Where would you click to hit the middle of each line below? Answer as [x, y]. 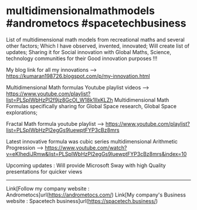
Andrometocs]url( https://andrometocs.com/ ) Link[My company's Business [96, 195]
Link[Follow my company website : [48, 188]
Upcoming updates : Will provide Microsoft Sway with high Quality [86, 165]
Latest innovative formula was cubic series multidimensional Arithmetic [92, 141]
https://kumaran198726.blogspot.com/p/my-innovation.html [78, 76]
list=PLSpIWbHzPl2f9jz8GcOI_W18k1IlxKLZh [60, 100]
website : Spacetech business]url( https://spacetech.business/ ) [82, 201]
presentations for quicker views [44, 171]
